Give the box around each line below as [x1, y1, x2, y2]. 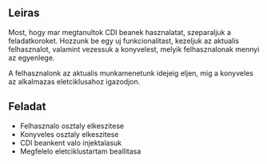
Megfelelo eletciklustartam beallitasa [19, 146, 141, 156]
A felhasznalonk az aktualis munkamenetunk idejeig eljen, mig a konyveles [8, 68, 254, 78]
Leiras [8, 6, 40, 20]
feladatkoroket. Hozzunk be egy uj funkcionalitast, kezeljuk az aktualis [8, 36, 240, 45]
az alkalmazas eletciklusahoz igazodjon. [8, 76, 141, 86]
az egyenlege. [8, 53, 55, 62]
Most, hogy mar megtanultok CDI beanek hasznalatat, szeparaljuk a [8, 27, 232, 37]
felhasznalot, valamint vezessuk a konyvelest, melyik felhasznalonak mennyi [8, 44, 260, 54]
